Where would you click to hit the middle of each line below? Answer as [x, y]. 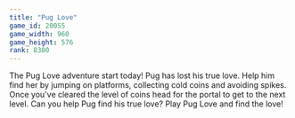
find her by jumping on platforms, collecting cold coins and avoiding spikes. [148, 85]
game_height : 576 [41, 42]
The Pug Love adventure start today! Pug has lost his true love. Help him [142, 75]
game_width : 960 [39, 34]
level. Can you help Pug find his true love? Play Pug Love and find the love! [146, 104]
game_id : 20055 [37, 26]
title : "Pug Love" [43, 17]
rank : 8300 [29, 51]
